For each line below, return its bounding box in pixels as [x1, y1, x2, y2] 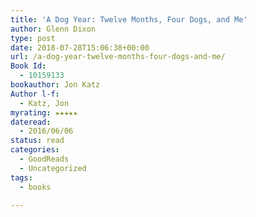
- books [19, 182, 52, 192]
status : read [10, 136, 65, 146]
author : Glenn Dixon [10, 24, 97, 34]
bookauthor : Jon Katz [10, 80, 101, 90]
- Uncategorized [19, 163, 87, 173]
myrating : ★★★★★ [10, 107, 78, 118]
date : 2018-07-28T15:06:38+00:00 [10, 42, 150, 53]
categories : [10, 145, 60, 155]
